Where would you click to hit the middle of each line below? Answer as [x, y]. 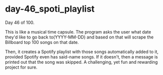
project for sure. [21, 67]
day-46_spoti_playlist [50, 9]
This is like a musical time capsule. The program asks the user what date [78, 32]
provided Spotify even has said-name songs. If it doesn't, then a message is [81, 56]
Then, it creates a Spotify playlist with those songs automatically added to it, [82, 52]
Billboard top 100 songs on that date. [42, 42]
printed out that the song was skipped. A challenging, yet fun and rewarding [81, 62]
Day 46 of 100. [20, 22]
